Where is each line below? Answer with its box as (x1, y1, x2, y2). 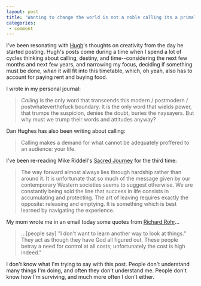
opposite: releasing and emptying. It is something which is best (20, 200, 177, 208)
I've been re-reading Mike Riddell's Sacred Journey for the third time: (6, 157, 178, 165)
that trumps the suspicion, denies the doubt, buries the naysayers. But (20, 109, 194, 117)
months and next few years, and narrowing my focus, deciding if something (6, 61, 193, 68)
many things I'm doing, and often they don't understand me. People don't (6, 267, 187, 274)
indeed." (20, 249, 42, 256)
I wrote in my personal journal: (6, 85, 81, 93)
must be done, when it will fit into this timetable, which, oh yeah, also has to (6, 67, 193, 75)
